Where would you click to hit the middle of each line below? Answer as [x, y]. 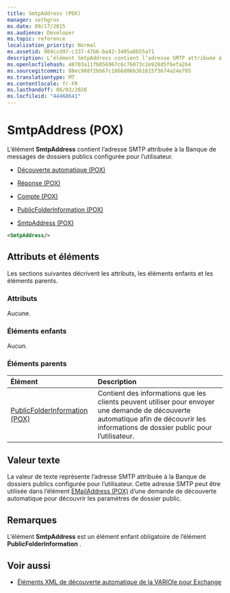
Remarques [32, 520]
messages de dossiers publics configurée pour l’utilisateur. [90, 156]
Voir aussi [29, 565]
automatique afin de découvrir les [152, 419]
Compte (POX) [37, 196]
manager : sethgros [33, 20]
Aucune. [19, 313]
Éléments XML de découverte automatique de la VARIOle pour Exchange [119, 582]
